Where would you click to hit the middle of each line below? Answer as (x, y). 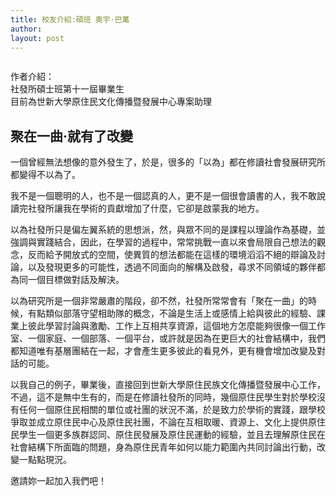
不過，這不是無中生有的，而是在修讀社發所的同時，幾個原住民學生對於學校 (163, 397)
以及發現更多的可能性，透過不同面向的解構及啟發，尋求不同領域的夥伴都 (176, 267)
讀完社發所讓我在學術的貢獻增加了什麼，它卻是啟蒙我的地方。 (137, 208)
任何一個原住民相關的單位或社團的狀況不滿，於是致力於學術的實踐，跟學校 (172, 410)
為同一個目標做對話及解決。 (67, 280)
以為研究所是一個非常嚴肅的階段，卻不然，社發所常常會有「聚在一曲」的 (159, 301)
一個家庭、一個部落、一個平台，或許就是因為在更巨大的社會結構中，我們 (176, 338)
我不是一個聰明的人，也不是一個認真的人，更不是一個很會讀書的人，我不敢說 (168, 196)
